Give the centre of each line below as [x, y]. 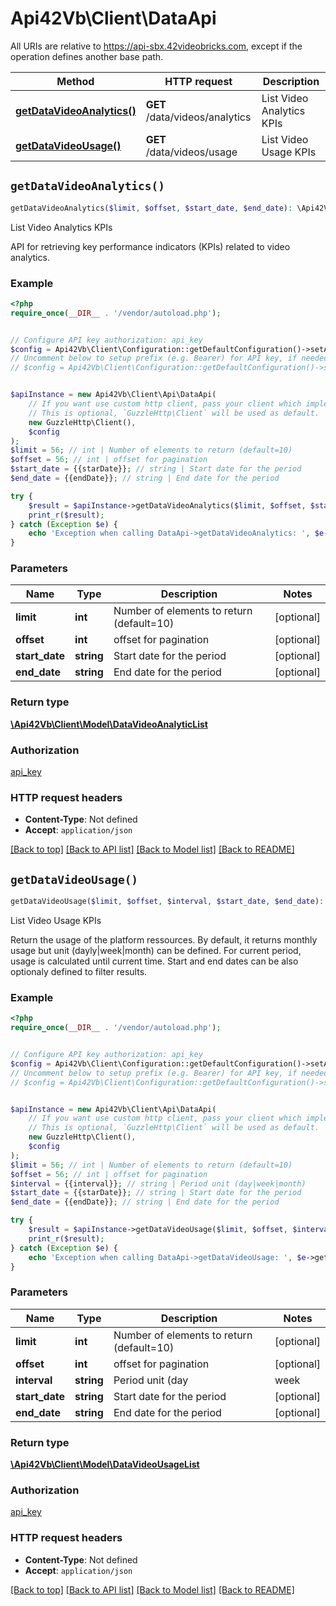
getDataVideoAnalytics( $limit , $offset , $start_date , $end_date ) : [151, 208]
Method [75, 81]
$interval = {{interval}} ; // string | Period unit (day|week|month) [158, 1183]
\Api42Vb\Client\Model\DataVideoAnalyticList [109, 724]
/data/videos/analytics [198, 117]
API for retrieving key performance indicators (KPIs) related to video [150, 246]
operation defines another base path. [87, 56]
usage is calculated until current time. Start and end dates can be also [154, 961]
